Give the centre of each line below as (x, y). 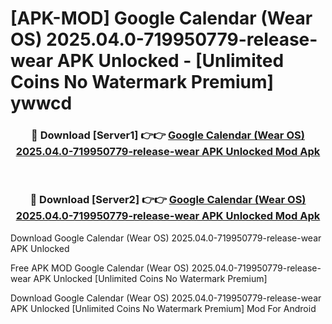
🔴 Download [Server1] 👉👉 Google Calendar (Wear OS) (168, 135)
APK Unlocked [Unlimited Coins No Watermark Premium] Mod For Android (163, 308)
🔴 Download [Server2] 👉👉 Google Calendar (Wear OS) (168, 200)
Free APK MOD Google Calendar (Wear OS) (100, 268)
